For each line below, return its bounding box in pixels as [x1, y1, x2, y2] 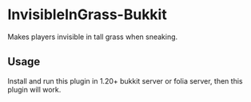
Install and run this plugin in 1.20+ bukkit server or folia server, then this [7, 76, 243, 85]
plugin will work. [7, 84, 62, 94]
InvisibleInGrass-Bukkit [7, 6, 167, 24]
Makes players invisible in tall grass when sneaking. [7, 32, 178, 41]
